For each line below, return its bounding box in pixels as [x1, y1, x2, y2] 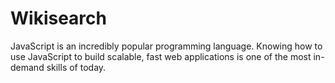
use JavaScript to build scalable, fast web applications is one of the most [10, 50, 312, 62]
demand [10, 61, 45, 73]
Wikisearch [10, 7, 107, 30]
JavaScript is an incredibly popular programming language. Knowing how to [10, 40, 323, 52]
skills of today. [46, 61, 107, 73]
